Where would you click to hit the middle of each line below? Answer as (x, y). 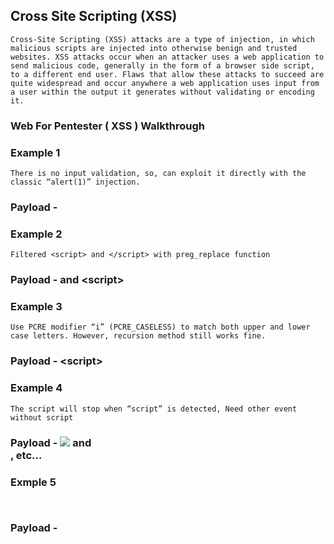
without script (42, 417)
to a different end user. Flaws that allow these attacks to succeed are (167, 74)
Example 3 (36, 307)
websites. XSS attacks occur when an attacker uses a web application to (167, 57)
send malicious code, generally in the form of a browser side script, (162, 65)
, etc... (26, 455)
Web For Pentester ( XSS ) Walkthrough (107, 126)
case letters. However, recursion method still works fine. (138, 336)
